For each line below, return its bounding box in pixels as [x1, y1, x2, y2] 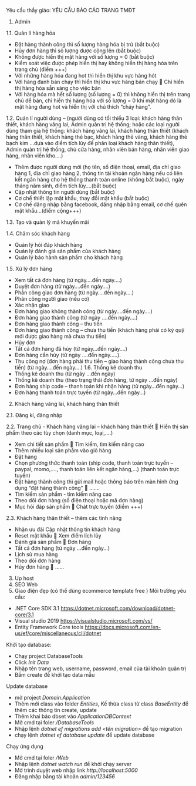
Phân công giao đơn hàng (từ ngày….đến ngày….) [14, 289, 134, 296]
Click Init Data [14, 659, 49, 666]
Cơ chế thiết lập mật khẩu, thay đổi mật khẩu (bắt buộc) [14, 195, 150, 201]
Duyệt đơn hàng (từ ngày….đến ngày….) [14, 283, 110, 290]
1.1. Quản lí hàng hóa [6, 29, 56, 36]
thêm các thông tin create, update [14, 707, 97, 713]
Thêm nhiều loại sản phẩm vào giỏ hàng [14, 447, 111, 454]
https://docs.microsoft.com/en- [85, 624, 161, 630]
